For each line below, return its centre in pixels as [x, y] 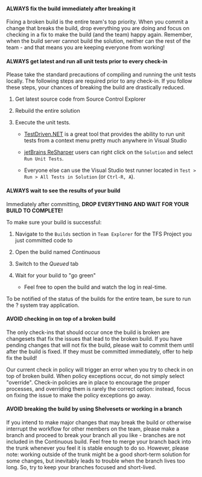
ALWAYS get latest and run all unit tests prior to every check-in [87, 61]
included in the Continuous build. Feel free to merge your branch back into [99, 442]
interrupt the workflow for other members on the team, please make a [93, 429]
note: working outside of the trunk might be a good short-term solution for [98, 455]
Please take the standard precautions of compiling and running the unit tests [101, 75]
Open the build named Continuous [58, 252]
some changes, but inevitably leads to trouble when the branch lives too [96, 461]
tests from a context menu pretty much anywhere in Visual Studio [105, 141]
